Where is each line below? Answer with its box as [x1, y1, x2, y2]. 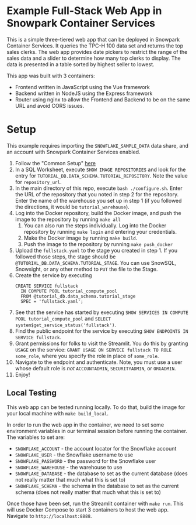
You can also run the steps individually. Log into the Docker [23, 221, 167, 229]
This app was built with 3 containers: [6, 72, 95, 79]
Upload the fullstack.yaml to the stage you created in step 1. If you [15, 247, 177, 254]
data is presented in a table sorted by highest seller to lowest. [6, 60, 155, 68]
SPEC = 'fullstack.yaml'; [20, 298, 83, 304]
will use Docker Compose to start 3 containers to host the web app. [6, 506, 169, 513]
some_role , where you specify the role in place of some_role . [15, 352, 159, 359]
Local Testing [6, 388, 57, 398]
